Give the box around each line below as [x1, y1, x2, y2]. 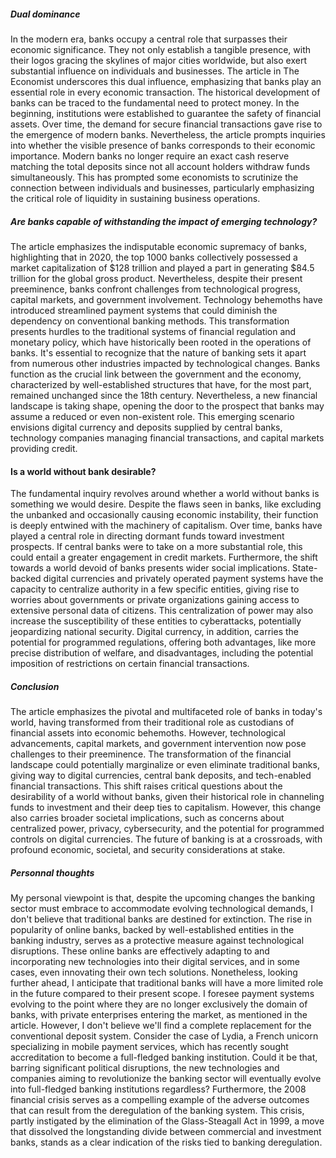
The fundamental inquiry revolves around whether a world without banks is [10, 488, 320, 500]
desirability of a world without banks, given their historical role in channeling [10, 791, 325, 803]
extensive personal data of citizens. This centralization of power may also [10, 605, 314, 617]
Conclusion [10, 680, 60, 692]
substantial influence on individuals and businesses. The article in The [10, 65, 300, 77]
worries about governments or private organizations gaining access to [10, 594, 300, 606]
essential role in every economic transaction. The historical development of [10, 86, 321, 98]
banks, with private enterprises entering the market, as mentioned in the [10, 1009, 308, 1021]
